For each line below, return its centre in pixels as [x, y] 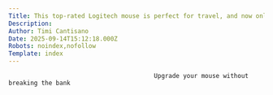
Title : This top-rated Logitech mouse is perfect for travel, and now [130, 16]
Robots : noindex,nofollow [52, 46]
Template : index [36, 54]
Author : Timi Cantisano [49, 31]
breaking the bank [39, 83]
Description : [30, 24]
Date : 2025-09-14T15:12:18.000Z [63, 39]
